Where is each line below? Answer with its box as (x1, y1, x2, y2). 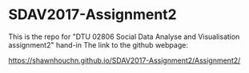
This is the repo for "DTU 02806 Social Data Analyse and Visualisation (8, 32, 240, 41)
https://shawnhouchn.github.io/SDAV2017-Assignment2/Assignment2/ (8, 56, 241, 65)
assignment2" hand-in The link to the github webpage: (8, 40, 188, 49)
